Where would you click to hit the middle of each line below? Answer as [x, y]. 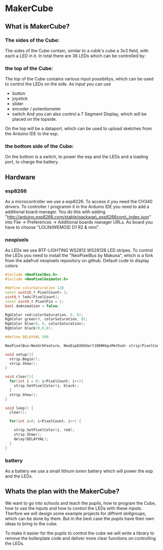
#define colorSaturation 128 [34, 288]
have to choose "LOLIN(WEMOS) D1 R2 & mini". [52, 227]
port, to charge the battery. [32, 162]
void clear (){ [19, 377]
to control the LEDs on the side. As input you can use [58, 84]
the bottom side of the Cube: [40, 146]
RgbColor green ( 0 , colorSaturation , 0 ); [47, 319]
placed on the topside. [34, 119]
